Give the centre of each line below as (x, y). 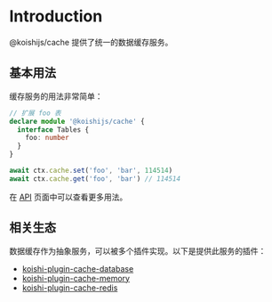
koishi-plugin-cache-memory (76, 278)
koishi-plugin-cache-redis (70, 288)
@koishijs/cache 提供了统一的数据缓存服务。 (91, 42)
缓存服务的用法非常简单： (56, 96)
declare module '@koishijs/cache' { (77, 121)
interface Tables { (53, 130)
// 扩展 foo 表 (35, 113)
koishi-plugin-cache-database (78, 268)
